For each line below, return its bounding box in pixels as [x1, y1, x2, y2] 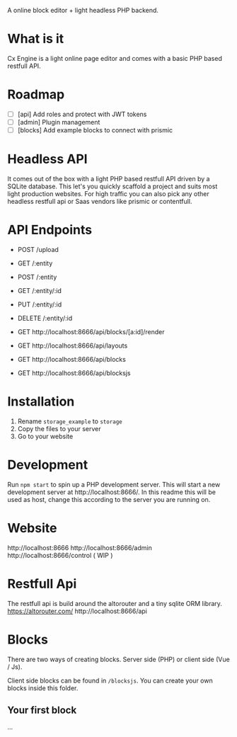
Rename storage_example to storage [17, 417, 122, 425]
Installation [7, 394, 75, 410]
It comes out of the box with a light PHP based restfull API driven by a [7, 175, 210, 183]
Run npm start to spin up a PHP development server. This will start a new [7, 480, 221, 489]
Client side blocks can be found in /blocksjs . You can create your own [7, 676, 214, 685]
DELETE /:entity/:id [17, 314, 73, 322]
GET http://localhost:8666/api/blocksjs [17, 368, 131, 377]
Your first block [7, 704, 77, 716]
